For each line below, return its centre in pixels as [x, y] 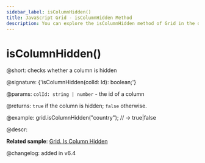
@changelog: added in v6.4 [41, 153]
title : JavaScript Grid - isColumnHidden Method [69, 18]
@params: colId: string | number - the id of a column [75, 94]
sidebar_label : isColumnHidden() [49, 12]
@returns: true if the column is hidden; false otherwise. [77, 106]
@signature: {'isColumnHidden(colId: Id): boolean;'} [71, 82]
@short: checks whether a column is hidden [62, 70]
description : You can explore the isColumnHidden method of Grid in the [101, 23]
